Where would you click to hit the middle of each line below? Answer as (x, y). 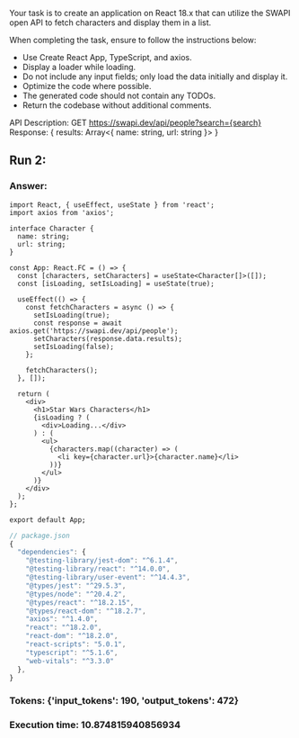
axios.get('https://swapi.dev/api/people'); (94, 331)
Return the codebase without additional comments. (117, 105)
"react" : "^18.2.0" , (64, 628)
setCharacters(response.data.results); (107, 338)
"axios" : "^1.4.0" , (62, 619)
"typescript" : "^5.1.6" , (72, 652)
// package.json (40, 535)
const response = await (78, 323)
